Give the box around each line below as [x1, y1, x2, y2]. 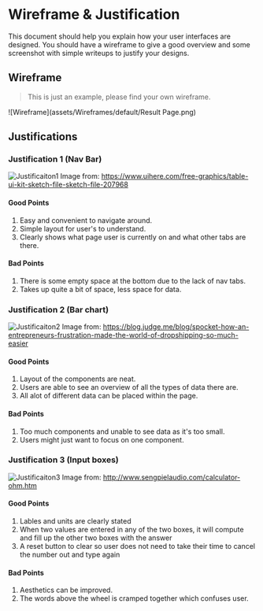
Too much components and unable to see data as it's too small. [19, 427, 225, 436]
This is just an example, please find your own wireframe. [27, 92, 211, 102]
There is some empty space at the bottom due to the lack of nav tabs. [19, 276, 246, 285]
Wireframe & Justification [8, 6, 180, 24]
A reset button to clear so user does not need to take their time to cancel [19, 542, 256, 551]
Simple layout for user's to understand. [19, 224, 146, 233]
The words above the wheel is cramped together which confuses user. [19, 594, 250, 603]
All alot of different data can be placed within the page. [19, 391, 198, 401]
